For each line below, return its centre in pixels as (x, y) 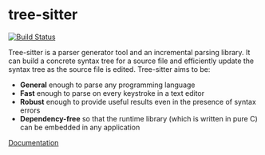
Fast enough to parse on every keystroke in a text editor (112, 93)
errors (30, 110)
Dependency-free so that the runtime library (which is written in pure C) (138, 118)
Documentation (34, 142)
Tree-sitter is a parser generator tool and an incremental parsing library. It (129, 52)
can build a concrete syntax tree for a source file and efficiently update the (131, 61)
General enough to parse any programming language (107, 85)
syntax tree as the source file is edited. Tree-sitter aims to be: (109, 69)
